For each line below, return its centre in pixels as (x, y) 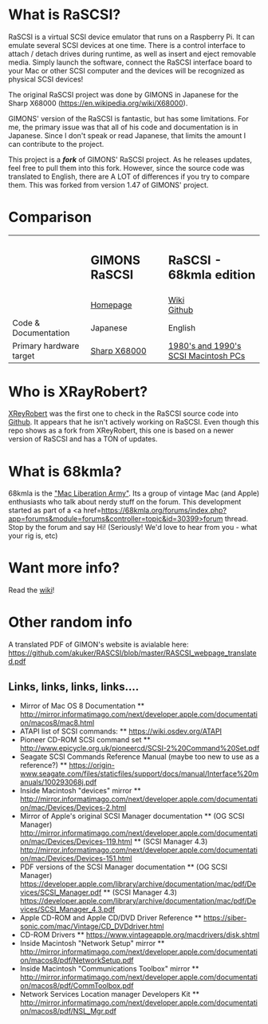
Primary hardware (46, 346)
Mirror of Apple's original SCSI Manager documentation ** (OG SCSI (132, 816)
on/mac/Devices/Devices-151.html (76, 858)
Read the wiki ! (32, 590)
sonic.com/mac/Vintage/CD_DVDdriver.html (92, 926)
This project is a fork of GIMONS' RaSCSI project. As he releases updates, (130, 159)
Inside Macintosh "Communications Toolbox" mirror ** (109, 968)
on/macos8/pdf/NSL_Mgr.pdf (68, 1010)
